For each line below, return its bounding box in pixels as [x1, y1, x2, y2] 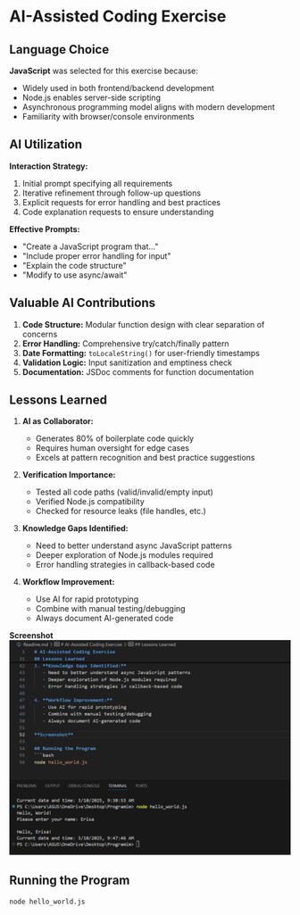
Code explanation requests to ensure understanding [21, 206, 214, 217]
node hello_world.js [9, 897, 87, 907]
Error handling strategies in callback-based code [35, 560, 216, 570]
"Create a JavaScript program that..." [21, 241, 159, 252]
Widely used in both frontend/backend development [21, 83, 214, 93]
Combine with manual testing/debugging [35, 603, 186, 614]
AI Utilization [9, 137, 83, 153]
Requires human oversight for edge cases [35, 443, 190, 453]
